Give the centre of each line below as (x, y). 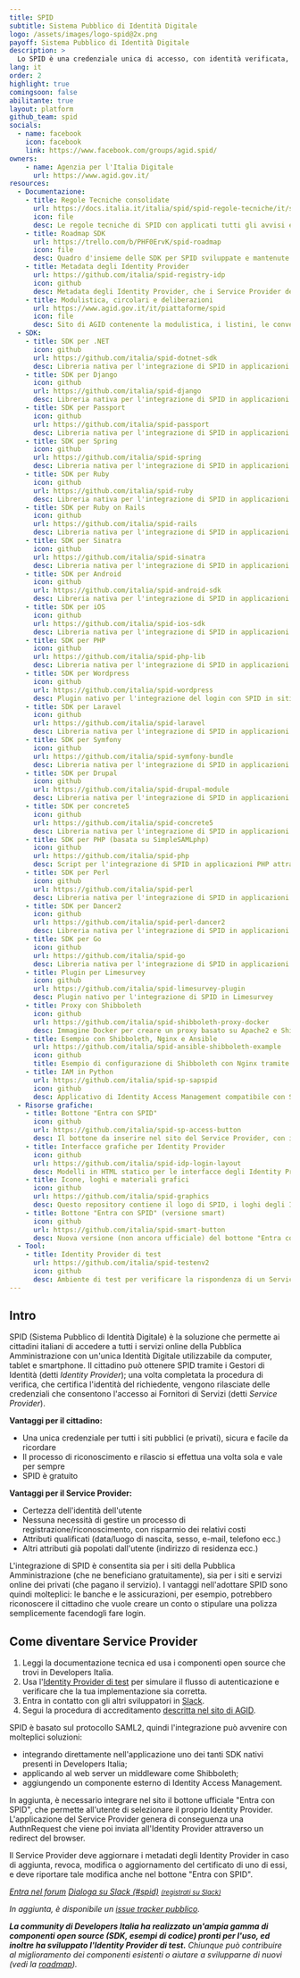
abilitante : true (42, 100)
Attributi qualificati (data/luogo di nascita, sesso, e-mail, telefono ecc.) (151, 1539)
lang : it (25, 68)
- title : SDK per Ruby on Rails (85, 507)
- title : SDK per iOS (65, 607)
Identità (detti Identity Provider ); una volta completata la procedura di (136, 1375)
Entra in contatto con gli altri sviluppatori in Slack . (113, 1701)
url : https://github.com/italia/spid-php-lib (119, 657)
